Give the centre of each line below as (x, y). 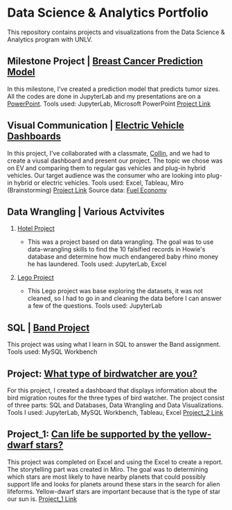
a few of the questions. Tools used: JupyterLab (95, 306)
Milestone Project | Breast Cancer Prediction (105, 61)
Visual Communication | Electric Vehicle (96, 125)
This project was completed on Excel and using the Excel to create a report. (115, 462)
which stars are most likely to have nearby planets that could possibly (107, 477)
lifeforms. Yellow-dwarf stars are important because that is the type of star (114, 491)
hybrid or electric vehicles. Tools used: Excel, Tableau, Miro (99, 183)
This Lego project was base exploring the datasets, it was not (115, 291)
